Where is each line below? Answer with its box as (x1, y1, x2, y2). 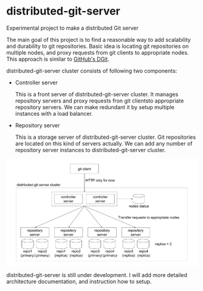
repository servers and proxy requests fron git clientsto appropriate (15, 97, 184, 104)
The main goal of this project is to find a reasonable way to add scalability (6, 36, 191, 43)
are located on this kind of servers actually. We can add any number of (15, 139, 193, 147)
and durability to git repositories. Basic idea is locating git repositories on (6, 42, 189, 50)
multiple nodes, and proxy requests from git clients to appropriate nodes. (6, 48, 190, 56)
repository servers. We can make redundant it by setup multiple (15, 103, 174, 110)
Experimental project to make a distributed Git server (6, 24, 139, 32)
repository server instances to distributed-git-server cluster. (15, 146, 166, 153)
